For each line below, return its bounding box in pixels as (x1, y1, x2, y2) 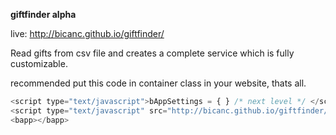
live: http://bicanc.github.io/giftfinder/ (10, 28, 165, 39)
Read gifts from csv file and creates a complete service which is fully (10, 47, 295, 59)
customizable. (10, 58, 68, 69)
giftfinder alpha (10, 9, 77, 20)
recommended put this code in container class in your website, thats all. (10, 77, 307, 89)
